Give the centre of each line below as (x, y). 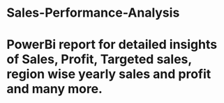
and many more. (54, 89)
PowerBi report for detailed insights (112, 45)
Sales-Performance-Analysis (93, 13)
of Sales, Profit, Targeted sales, (99, 60)
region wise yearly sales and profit (109, 74)
